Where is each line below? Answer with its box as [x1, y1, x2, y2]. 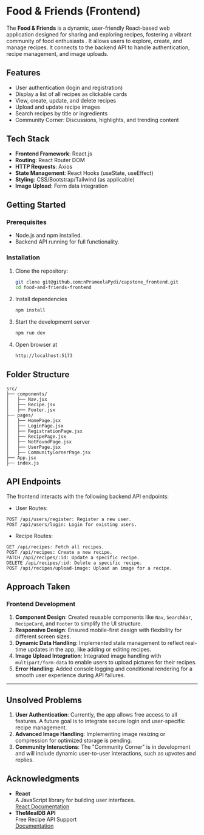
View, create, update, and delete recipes [15, 97, 117, 104]
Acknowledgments [6, 774, 80, 784]
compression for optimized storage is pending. [15, 737, 132, 745]
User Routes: [15, 504, 48, 511]
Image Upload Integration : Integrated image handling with [15, 652, 161, 659]
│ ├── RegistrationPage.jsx [6, 428, 83, 434]
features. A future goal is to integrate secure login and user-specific [15, 718, 185, 725]
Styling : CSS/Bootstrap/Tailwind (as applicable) [15, 176, 135, 183]
